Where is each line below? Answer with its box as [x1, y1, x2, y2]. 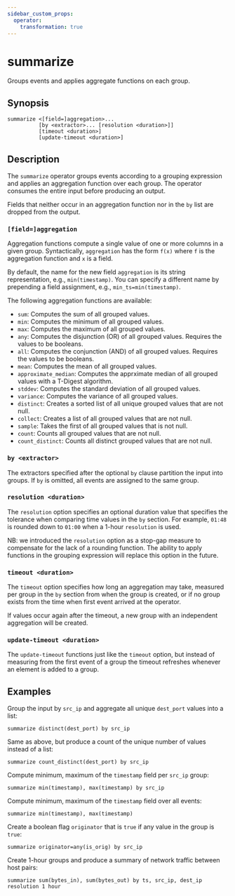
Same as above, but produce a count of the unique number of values [7, 737, 206, 746]
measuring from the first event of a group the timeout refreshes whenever [7, 657, 221, 667]
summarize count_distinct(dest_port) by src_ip [7, 758, 149, 765]
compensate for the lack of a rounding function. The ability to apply [7, 543, 202, 551]
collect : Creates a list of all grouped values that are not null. [17, 415, 192, 423]
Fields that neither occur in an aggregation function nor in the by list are [7, 200, 214, 208]
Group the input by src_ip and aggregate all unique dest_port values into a [7, 704, 224, 713]
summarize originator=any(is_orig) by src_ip [7, 843, 142, 851]
